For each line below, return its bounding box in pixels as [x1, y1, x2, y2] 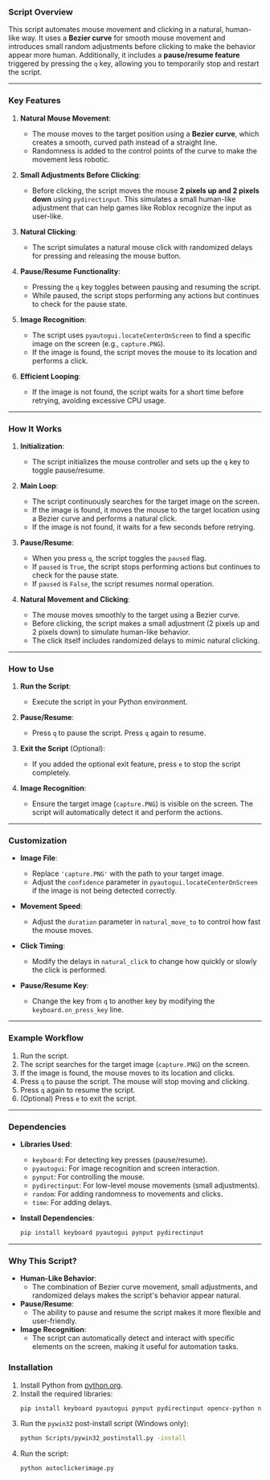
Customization [8, 835, 67, 846]
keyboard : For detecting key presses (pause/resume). [31, 1155, 208, 1165]
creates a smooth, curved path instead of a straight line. [31, 137, 218, 147]
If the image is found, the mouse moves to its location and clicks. [19, 1068, 235, 1077]
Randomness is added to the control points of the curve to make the [31, 145, 257, 155]
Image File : [19, 853, 58, 863]
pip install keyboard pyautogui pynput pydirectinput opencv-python [19, 1404, 255, 1413]
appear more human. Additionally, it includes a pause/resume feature [8, 51, 240, 60]
